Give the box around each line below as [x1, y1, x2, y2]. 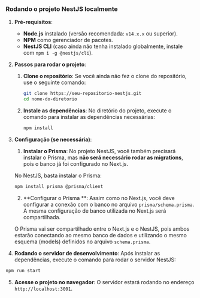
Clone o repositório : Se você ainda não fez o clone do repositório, [23, 73, 187, 80]
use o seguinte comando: [23, 79, 86, 86]
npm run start [5, 267, 41, 273]
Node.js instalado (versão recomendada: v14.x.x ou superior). [23, 30, 178, 37]
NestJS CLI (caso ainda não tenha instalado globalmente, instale [23, 43, 183, 50]
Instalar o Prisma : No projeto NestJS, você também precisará [23, 147, 176, 154]
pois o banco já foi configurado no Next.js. [23, 160, 128, 167]
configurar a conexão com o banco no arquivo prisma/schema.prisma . [23, 201, 195, 208]
